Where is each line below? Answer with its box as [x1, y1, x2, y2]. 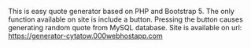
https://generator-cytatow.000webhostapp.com [8, 31, 163, 40]
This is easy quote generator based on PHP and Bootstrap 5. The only [8, 7, 234, 15]
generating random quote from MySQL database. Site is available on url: [8, 23, 242, 32]
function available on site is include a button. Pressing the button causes [8, 15, 244, 24]
